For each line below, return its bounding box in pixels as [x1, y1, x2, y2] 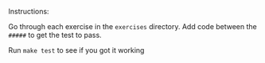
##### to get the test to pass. [8, 31, 102, 39]
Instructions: [8, 7, 49, 16]
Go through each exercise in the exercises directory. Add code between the [8, 22, 257, 31]
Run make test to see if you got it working [8, 46, 145, 54]
